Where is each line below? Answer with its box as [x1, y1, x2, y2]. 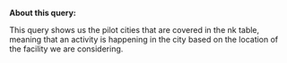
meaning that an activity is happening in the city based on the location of [9, 35, 279, 44]
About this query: [9, 8, 76, 18]
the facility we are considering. [9, 43, 124, 54]
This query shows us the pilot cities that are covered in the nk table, [9, 25, 260, 35]
